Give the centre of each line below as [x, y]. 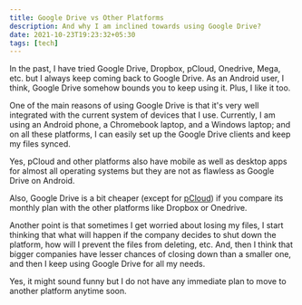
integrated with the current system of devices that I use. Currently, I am [142, 115]
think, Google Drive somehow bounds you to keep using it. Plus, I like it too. [150, 88]
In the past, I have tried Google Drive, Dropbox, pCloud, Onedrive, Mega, [145, 69]
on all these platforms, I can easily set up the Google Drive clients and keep [150, 134]
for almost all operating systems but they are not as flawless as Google [142, 171]
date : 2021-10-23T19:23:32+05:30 [73, 34]
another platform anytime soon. [68, 291]
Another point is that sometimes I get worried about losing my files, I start [146, 225]
